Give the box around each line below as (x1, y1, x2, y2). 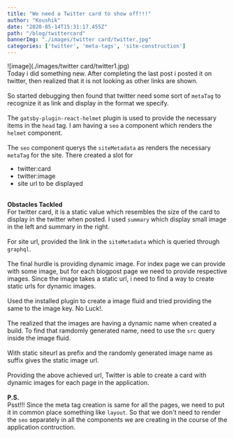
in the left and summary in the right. (7, 223, 110, 231)
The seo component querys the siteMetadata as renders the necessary (7, 144, 211, 152)
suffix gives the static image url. (7, 356, 99, 364)
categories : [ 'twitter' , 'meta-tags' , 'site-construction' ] (7, 43, 187, 50)
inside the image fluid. (7, 334, 71, 342)
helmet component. (7, 129, 63, 137)
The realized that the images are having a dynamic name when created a (7, 319, 217, 327)
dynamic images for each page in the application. (7, 379, 149, 386)
